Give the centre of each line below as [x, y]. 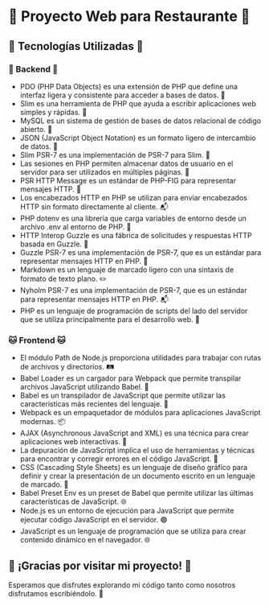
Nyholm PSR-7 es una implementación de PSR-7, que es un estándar [133, 290]
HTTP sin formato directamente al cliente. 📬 [94, 206]
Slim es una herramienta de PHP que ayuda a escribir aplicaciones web [138, 103]
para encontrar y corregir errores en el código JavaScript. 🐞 [119, 459]
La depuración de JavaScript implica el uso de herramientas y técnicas [137, 451]
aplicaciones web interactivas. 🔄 [73, 442]
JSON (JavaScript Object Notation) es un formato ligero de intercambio [138, 138]
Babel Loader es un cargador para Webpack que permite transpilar [130, 378]
